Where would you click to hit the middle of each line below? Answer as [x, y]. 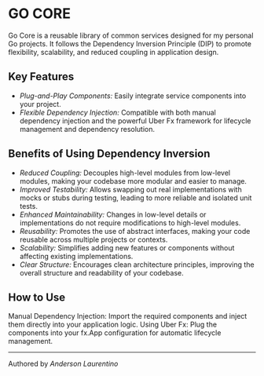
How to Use [37, 297]
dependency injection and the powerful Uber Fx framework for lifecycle [135, 120]
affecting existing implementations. [76, 256]
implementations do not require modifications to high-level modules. [130, 223]
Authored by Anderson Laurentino [63, 364]
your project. [40, 104]
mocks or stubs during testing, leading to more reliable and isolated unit [136, 198]
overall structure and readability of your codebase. [101, 272]
